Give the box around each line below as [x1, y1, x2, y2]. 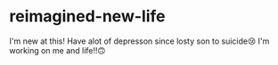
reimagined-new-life [9, 6, 166, 27]
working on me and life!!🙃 [9, 45, 106, 55]
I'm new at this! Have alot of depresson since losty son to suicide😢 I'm [9, 36, 270, 46]
